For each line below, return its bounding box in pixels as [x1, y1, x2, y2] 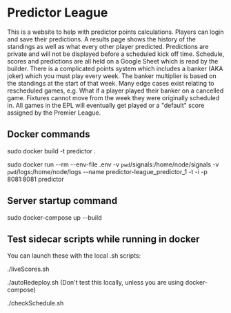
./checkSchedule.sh [7, 299, 64, 307]
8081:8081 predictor [7, 175, 64, 183]
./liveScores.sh [7, 265, 50, 274]
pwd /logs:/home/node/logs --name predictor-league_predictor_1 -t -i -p [7, 167, 208, 176]
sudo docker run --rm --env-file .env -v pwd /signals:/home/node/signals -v [7, 160, 219, 169]
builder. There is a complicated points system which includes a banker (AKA [7, 64, 223, 73]
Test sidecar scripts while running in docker [7, 233, 200, 245]
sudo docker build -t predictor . [7, 146, 97, 155]
